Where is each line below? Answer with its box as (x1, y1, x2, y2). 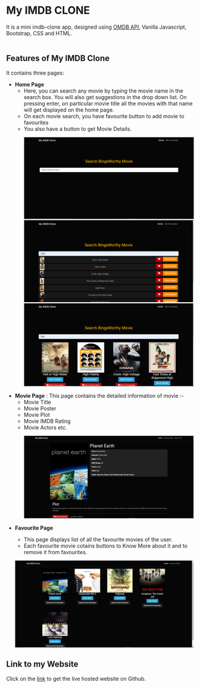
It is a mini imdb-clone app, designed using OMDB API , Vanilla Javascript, (6, 23, 187, 30)
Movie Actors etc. (23, 423, 67, 431)
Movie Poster (23, 404, 57, 412)
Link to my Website (6, 659, 79, 669)
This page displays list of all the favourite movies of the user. (23, 536, 173, 543)
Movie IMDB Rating (23, 417, 71, 425)
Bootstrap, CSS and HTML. (6, 29, 73, 36)
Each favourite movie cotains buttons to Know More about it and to (23, 542, 187, 549)
